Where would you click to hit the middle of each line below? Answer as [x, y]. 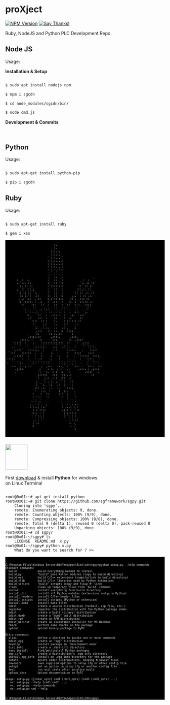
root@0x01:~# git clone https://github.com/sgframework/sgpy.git [75, 501]
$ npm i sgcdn [20, 94]
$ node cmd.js [20, 113]
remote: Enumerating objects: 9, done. [56, 510]
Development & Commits [32, 122]
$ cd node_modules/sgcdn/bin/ [37, 103]
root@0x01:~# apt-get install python [45, 497]
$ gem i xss [18, 233]
